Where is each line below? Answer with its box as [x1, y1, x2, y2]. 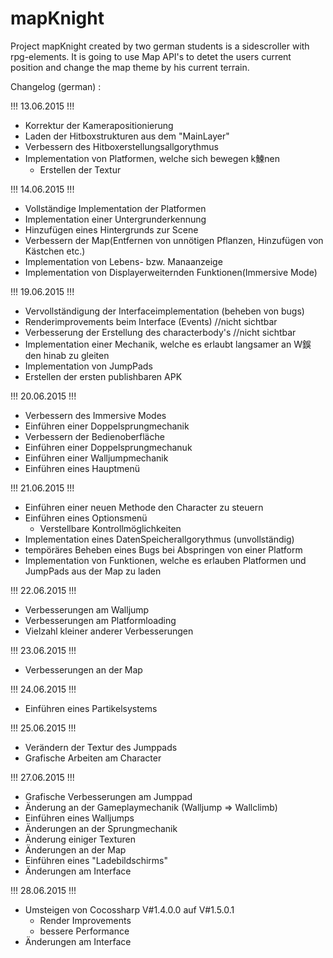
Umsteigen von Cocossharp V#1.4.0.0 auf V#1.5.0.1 [24, 903, 235, 916]
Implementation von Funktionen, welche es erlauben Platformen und [24, 554, 307, 566]
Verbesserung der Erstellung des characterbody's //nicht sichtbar [24, 326, 297, 338]
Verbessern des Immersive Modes [24, 409, 167, 421]
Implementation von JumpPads [24, 360, 153, 372]
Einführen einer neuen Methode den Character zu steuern [24, 501, 264, 513]
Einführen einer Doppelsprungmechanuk [24, 441, 193, 453]
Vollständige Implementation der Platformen [24, 202, 207, 214]
